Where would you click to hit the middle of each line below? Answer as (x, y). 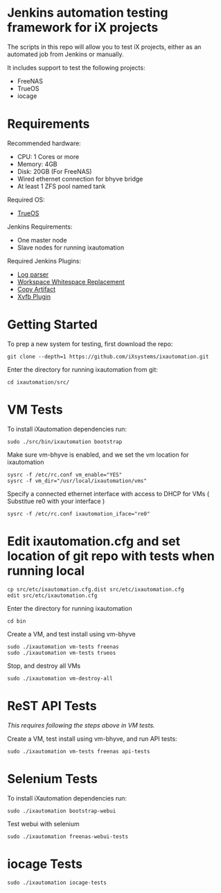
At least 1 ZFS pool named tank (61, 186)
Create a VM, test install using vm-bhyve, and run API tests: (92, 739)
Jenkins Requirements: (40, 227)
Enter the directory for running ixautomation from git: (82, 369)
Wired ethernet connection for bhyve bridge (80, 179)
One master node (42, 240)
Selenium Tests (53, 779)
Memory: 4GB (37, 164)
